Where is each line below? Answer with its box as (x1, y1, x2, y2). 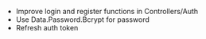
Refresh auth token (15, 23, 79, 32)
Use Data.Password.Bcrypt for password (15, 15, 150, 24)
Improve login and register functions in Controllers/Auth (15, 7, 199, 16)
